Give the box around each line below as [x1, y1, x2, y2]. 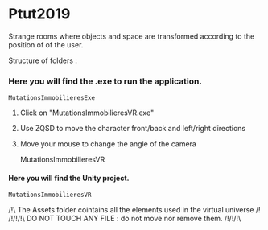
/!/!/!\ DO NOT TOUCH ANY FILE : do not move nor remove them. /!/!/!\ [8, 214, 241, 224]
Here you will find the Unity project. [8, 173, 130, 183]
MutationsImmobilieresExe [8, 94, 95, 102]
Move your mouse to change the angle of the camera [19, 139, 197, 149]
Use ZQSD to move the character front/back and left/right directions [19, 124, 246, 133]
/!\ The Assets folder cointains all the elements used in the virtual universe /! [8, 205, 261, 215]
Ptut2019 [8, 5, 71, 23]
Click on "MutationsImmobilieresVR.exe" [19, 108, 155, 117]
